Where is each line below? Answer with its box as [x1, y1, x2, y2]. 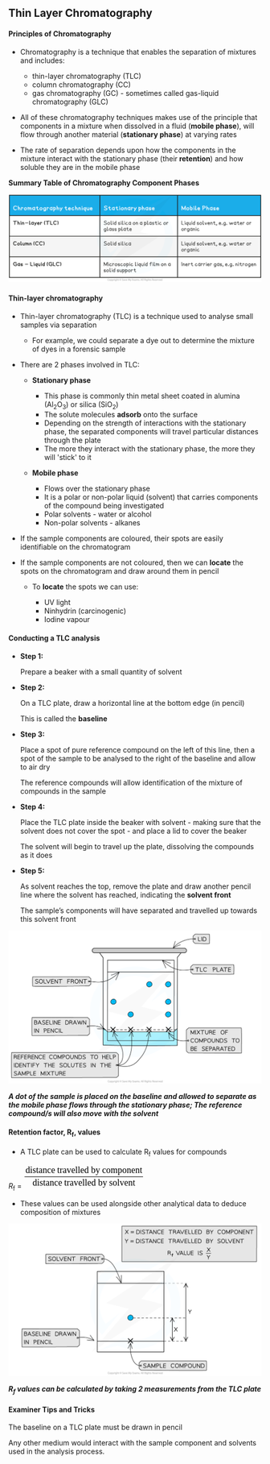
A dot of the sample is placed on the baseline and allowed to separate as [8, 1092, 257, 1101]
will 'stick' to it [43, 453, 92, 462]
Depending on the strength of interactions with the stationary [43, 418, 247, 428]
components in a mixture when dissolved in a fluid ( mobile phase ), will [19, 121, 255, 131]
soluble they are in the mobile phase [19, 162, 141, 172]
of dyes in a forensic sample [31, 344, 126, 354]
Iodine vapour [43, 615, 91, 624]
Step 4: [19, 802, 46, 811]
